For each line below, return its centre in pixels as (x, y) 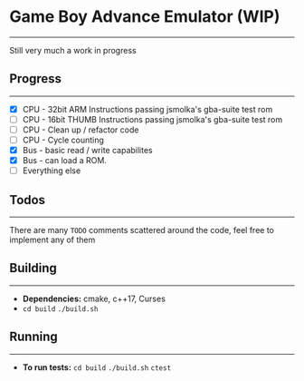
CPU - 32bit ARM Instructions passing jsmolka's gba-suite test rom (147, 109)
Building (33, 268)
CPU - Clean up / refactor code (81, 130)
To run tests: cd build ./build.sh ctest (97, 367)
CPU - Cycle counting (63, 140)
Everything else (52, 171)
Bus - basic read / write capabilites (88, 150)
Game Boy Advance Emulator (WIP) (145, 17)
